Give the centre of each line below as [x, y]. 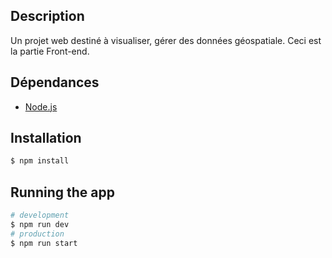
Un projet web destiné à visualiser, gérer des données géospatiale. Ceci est [166, 40]
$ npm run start [44, 243]
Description [47, 16]
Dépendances [55, 82]
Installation [46, 138]
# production [37, 234]
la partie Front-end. [50, 51]
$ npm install [40, 161]
